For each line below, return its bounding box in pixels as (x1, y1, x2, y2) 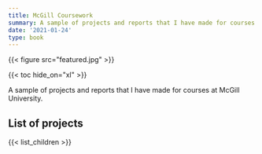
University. (8, 93, 43, 103)
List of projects (8, 116, 84, 130)
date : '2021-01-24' (8, 26, 72, 34)
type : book (8, 33, 44, 42)
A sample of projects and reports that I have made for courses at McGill (8, 86, 240, 95)
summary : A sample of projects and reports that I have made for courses (8, 19, 256, 27)
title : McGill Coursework (8, 11, 93, 20)
